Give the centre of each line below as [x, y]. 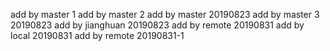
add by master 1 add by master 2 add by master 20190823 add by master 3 [165, 14]
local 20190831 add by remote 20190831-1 [97, 35]
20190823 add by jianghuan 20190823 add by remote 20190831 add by [157, 25]
